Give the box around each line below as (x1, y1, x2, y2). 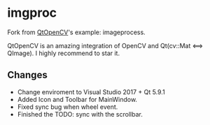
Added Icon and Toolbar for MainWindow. (17, 95, 138, 103)
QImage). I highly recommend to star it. (7, 49, 120, 57)
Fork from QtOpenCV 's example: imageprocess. (7, 28, 146, 36)
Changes (7, 69, 48, 81)
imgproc (7, 5, 57, 21)
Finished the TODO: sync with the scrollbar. (17, 110, 143, 118)
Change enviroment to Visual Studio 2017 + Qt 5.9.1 (17, 87, 166, 96)
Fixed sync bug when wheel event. (17, 103, 118, 111)
